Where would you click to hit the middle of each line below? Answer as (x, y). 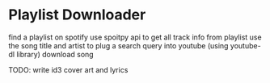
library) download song (55, 54)
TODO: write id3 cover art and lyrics (68, 69)
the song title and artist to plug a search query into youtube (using (118, 45)
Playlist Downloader (77, 15)
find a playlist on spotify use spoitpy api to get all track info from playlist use (135, 37)
